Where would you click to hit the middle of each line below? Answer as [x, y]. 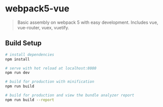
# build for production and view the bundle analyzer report [70, 95]
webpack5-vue [37, 9]
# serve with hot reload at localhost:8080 [51, 68]
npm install [17, 59]
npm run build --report [30, 100]
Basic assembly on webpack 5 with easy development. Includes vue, [88, 22]
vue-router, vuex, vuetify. [43, 27]
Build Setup [23, 43]
